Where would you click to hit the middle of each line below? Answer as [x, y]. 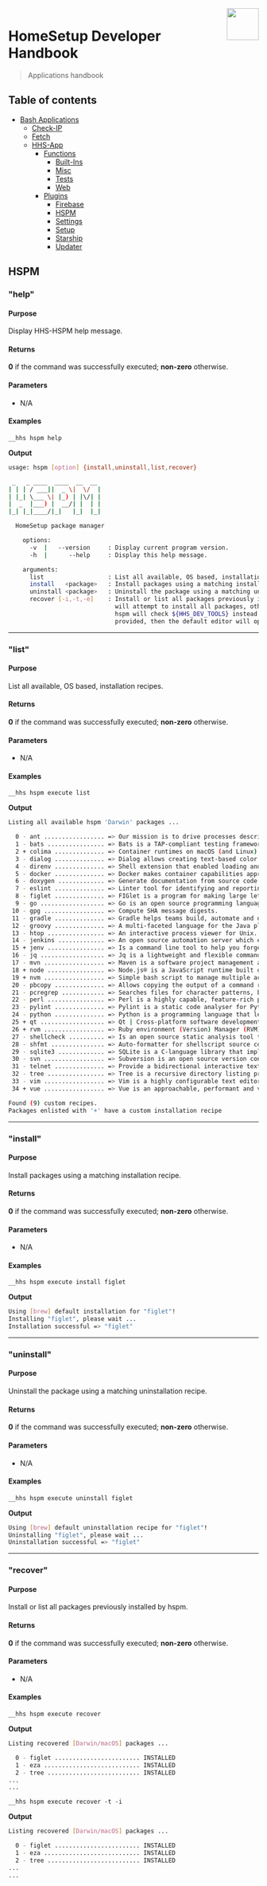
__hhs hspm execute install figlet [67, 1283]
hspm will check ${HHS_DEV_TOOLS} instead [186, 614]
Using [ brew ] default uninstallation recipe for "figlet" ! [108, 1527]
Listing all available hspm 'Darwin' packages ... [94, 823]
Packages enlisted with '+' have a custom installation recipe [115, 1110]
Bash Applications [49, 120]
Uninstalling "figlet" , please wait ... [76, 1535]
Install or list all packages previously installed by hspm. [98, 1607]
